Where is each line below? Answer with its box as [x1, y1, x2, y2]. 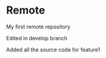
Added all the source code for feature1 [6, 46, 100, 53]
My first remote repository [6, 23, 70, 30]
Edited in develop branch [6, 34, 67, 41]
